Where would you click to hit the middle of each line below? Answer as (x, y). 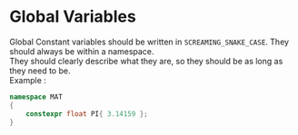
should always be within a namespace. (82, 51)
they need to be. (40, 71)
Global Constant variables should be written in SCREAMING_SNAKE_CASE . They (149, 42)
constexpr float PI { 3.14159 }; (87, 114)
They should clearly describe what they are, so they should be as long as (146, 61)
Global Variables (73, 17)
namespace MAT (36, 97)
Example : (28, 80)
